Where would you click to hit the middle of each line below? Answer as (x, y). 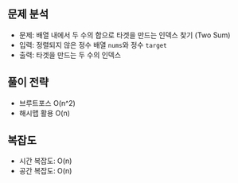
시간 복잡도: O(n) (45, 161)
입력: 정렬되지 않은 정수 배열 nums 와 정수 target (93, 45)
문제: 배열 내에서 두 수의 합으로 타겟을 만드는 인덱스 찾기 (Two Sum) (125, 35)
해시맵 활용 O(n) (45, 113)
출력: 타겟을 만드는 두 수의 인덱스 (70, 55)
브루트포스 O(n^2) (47, 103)
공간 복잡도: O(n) (45, 171)
